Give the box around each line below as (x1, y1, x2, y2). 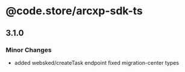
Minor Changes (5, 46, 52, 54)
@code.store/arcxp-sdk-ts (5, 4, 143, 18)
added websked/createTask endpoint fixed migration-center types (14, 59, 179, 66)
